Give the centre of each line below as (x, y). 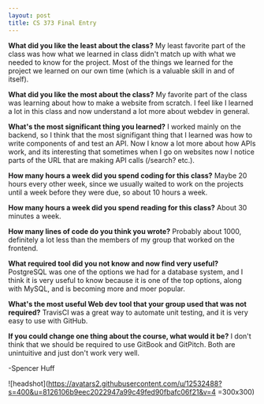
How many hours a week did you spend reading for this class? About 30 (128, 207)
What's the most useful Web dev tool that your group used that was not (127, 304)
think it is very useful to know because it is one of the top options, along (125, 280)
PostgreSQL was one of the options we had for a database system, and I (126, 272)
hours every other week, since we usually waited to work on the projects (126, 183)
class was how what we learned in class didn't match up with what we (122, 54)
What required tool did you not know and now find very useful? (113, 263)
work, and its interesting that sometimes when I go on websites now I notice (131, 152)
